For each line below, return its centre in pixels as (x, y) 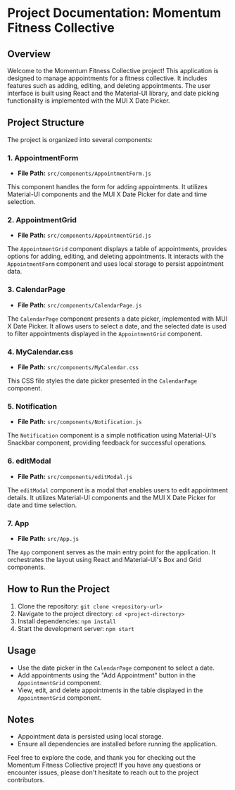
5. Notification (32, 406)
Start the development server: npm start (76, 628)
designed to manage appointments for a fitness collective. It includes (107, 78)
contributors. (26, 780)
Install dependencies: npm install (66, 621)
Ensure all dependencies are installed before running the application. (117, 744)
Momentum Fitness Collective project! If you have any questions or (104, 765)
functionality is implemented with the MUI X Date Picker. (89, 101)
